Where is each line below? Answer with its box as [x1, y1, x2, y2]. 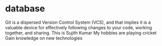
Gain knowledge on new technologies [5, 35, 83, 41]
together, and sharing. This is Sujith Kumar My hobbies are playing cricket [5, 30, 157, 36]
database [5, 3, 45, 14]
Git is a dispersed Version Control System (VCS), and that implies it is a [5, 19, 151, 25]
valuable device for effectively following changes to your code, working [5, 24, 152, 30]
